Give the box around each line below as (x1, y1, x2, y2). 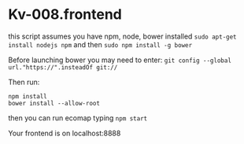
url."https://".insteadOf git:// (8, 63, 118, 72)
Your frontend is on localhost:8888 (8, 128, 121, 138)
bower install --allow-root (8, 99, 101, 107)
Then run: (8, 77, 40, 87)
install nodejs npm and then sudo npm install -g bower (8, 39, 193, 49)
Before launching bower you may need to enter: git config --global (8, 55, 232, 65)
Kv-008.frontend (8, 6, 122, 24)
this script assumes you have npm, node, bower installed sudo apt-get (8, 31, 238, 41)
